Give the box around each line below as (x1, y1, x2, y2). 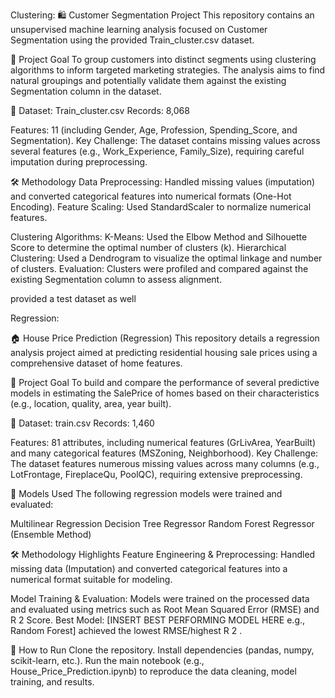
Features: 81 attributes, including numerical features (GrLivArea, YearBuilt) (10, 437, 317, 448)
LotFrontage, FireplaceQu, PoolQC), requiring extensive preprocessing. (10, 469, 303, 480)
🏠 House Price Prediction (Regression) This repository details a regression (10, 332, 320, 344)
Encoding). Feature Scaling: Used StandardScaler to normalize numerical (10, 201, 312, 213)
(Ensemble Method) (10, 529, 92, 540)
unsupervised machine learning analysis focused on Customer (10, 24, 268, 35)
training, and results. (10, 676, 95, 688)
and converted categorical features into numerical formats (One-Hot (10, 190, 292, 202)
